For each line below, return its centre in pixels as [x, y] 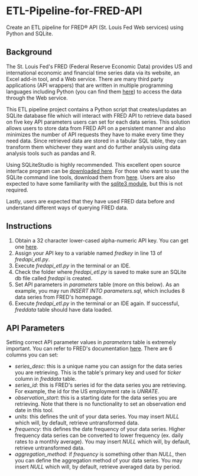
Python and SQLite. [30, 33]
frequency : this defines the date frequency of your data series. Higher [100, 429]
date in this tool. [34, 410]
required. [17, 190]
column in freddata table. [46, 379]
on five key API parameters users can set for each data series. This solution [98, 122]
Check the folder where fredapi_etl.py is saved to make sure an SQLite [100, 272]
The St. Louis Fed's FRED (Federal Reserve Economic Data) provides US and [99, 66]
